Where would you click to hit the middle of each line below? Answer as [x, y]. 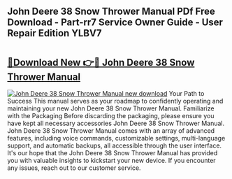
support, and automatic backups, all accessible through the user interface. [115, 145]
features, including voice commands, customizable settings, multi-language [116, 138]
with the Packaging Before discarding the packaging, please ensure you [111, 116]
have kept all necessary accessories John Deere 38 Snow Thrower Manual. [116, 123]
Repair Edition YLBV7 [55, 33]
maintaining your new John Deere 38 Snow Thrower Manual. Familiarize [111, 108]
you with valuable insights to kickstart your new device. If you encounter [111, 160]
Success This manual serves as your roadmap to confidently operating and [115, 101]
